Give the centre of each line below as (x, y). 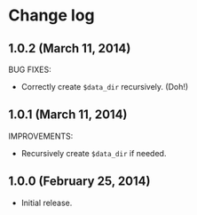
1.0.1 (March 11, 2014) (68, 115)
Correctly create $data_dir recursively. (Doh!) (105, 87)
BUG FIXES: (30, 69)
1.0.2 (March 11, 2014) (70, 48)
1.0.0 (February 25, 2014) (79, 182)
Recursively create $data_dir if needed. (94, 153)
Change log (51, 16)
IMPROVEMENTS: (41, 136)
